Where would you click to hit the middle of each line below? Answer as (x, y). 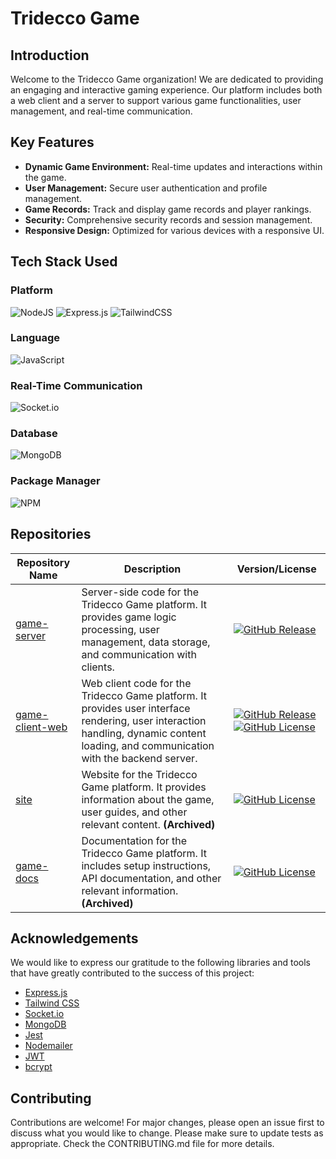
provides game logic (129, 617)
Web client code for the (136, 683)
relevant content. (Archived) (148, 824)
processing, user (120, 629)
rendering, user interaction (144, 720)
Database (34, 434)
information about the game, (148, 799)
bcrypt (38, 1067)
